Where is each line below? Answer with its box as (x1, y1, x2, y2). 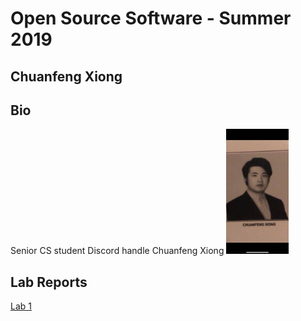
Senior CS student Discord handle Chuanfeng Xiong (10, 245, 225, 257)
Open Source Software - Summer (10, 7, 292, 30)
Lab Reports (10, 273, 88, 291)
